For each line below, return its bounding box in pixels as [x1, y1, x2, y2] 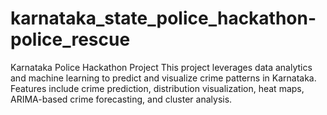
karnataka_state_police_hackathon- [10, 7, 317, 30]
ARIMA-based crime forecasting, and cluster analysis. [10, 93, 233, 105]
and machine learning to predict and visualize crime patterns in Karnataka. [10, 72, 317, 84]
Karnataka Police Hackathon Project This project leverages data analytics [10, 61, 313, 73]
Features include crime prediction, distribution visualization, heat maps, [10, 82, 305, 94]
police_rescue [10, 28, 131, 51]
